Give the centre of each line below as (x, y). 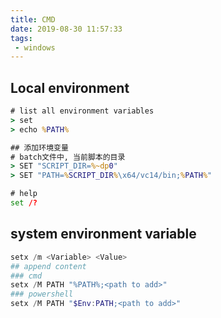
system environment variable (103, 234)
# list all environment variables (82, 111)
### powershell (42, 294)
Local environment (70, 87)
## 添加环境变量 (39, 147)
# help (24, 194)
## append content (48, 266)
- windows (35, 47)
